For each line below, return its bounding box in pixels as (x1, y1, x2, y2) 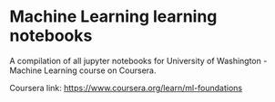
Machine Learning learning (9, 6, 218, 27)
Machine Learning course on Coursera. (9, 65, 157, 76)
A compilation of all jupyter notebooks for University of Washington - (9, 55, 268, 66)
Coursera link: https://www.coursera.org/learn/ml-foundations (9, 82, 243, 93)
